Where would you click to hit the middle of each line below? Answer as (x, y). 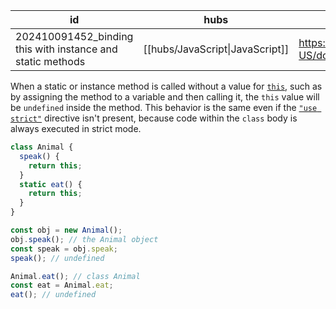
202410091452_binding (74, 36)
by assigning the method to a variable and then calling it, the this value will (165, 97)
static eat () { (51, 184)
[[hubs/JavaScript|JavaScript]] (216, 49)
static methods (50, 61)
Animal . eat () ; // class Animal (75, 276)
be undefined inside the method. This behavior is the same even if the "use (164, 107)
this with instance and (66, 49)
